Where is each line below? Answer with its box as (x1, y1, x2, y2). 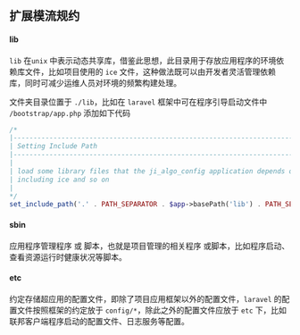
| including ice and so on (9, 175, 110, 184)
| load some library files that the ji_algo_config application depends (9, 166, 286, 176)
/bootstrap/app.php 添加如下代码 (9, 107, 131, 118)
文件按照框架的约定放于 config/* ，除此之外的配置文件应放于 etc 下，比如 (16, 305, 287, 315)
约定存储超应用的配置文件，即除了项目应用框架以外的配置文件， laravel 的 (9, 293, 283, 304)
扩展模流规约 (9, 8, 80, 24)
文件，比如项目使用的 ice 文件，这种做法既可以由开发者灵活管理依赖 (24, 66, 277, 77)
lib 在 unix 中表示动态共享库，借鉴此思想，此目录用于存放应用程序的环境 (9, 54, 277, 65)
